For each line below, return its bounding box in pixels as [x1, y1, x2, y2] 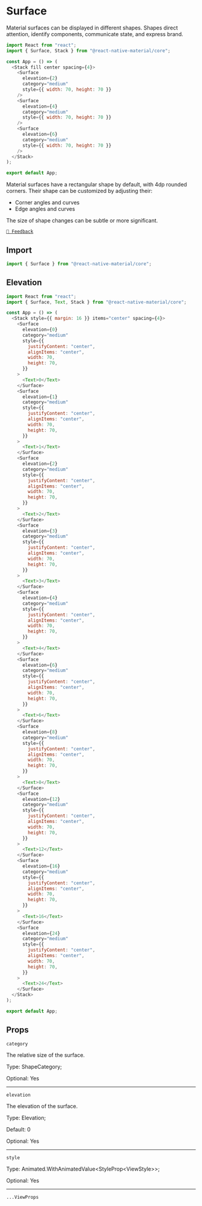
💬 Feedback [6, 228, 34, 235]
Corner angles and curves [14, 199, 80, 206]
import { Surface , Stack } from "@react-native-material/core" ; [6, 47, 171, 54]
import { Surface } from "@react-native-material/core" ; [6, 261, 152, 267]
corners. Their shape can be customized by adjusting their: [6, 188, 153, 195]
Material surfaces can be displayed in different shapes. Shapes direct [6, 24, 179, 31]
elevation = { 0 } [22, 326, 58, 333]
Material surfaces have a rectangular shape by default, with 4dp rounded [6, 181, 188, 188]
